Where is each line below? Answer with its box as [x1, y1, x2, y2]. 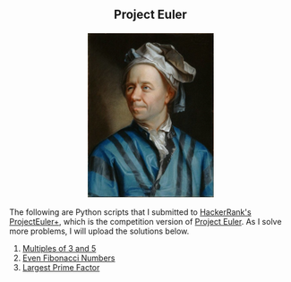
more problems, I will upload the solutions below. [9, 226, 190, 236]
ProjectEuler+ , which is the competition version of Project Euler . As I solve [9, 217, 282, 227]
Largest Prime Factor [21, 262, 100, 273]
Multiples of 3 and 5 [21, 244, 97, 254]
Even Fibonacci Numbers [21, 252, 116, 263]
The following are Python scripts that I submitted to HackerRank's [9, 207, 252, 218]
